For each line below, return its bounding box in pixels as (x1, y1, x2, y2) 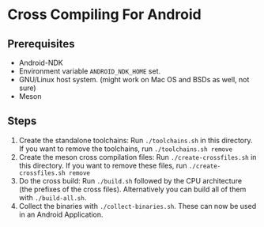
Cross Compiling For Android (7, 6, 202, 24)
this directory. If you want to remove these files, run (18, 161, 187, 170)
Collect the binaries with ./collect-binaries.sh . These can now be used (18, 201, 257, 210)
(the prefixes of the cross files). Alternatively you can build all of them (18, 184, 247, 194)
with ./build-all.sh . (18, 192, 87, 202)
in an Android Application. (18, 210, 104, 219)
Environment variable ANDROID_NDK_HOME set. (18, 66, 161, 76)
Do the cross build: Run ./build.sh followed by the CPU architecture (18, 176, 243, 185)
